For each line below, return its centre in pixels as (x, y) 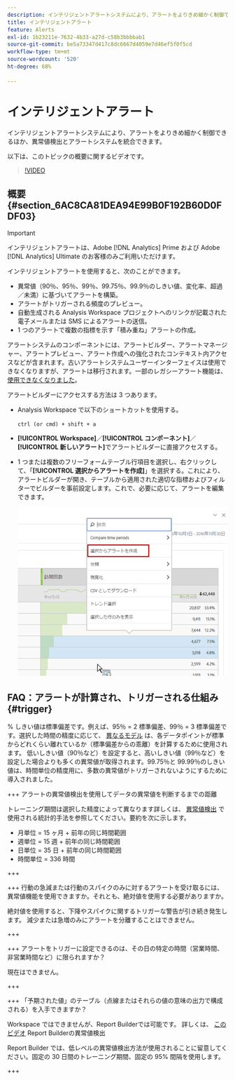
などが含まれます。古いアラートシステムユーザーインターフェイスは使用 (116, 363)
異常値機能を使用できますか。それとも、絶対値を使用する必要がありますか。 (117, 896)
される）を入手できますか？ (47, 1009)
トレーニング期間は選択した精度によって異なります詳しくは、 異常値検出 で (116, 809)
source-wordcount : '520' (43, 60)
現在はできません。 (35, 972)
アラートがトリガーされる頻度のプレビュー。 (82, 304)
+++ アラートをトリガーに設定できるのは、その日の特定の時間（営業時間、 (115, 949)
